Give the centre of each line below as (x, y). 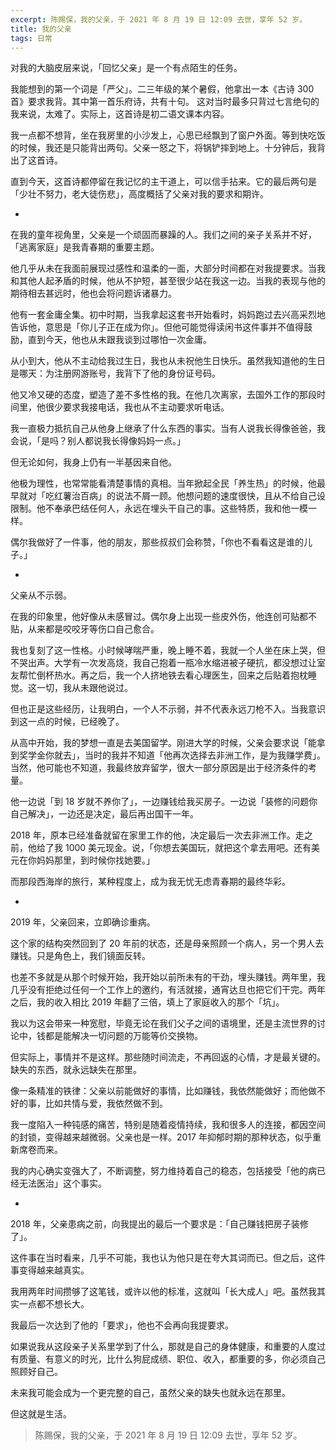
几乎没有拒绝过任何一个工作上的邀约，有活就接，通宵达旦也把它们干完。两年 (168, 990)
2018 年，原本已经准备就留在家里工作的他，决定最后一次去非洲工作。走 (157, 835)
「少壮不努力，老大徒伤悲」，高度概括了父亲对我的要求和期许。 (139, 194)
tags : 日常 (31, 38)
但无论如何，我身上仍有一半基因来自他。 (93, 462)
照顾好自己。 (36, 1372)
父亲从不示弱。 (41, 595)
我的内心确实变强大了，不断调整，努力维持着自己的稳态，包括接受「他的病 (163, 1171)
